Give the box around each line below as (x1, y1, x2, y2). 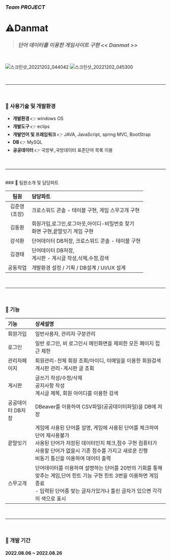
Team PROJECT (5, 4, 45, 11)
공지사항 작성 (35, 382, 65, 389)
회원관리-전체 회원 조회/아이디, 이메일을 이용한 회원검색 (35, 357, 161, 364)
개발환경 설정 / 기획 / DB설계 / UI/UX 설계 (31, 264, 126, 271)
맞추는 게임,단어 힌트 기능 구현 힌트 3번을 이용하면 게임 (35, 472, 159, 479)
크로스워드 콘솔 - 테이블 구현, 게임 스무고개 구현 (31, 206, 140, 214)
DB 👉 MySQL (12, 139, 43, 145)
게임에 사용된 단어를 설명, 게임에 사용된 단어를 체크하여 (35, 424, 159, 431)
